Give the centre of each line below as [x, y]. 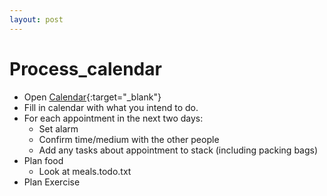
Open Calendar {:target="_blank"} [92, 97]
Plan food [43, 160]
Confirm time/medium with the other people [129, 139]
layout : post [36, 19]
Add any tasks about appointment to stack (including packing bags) [178, 150]
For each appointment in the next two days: [113, 118]
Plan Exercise [52, 182]
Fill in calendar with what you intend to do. [111, 107]
